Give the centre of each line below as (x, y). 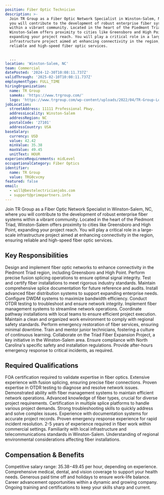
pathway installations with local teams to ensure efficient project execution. (81, 314)
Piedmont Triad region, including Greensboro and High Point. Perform (75, 272)
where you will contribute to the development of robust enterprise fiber (76, 214)
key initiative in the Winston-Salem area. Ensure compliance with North (76, 340)
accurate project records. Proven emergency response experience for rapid (81, 419)
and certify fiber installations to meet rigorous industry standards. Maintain (80, 283)
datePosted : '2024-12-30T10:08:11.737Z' (47, 73)
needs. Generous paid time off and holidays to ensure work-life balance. (78, 477)
